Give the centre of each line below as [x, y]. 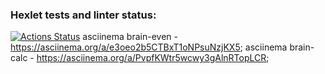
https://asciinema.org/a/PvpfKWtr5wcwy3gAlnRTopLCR [151, 58]
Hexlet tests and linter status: [83, 15]
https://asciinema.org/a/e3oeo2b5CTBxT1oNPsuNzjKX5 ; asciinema [149, 47]
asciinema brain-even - [130, 37]
